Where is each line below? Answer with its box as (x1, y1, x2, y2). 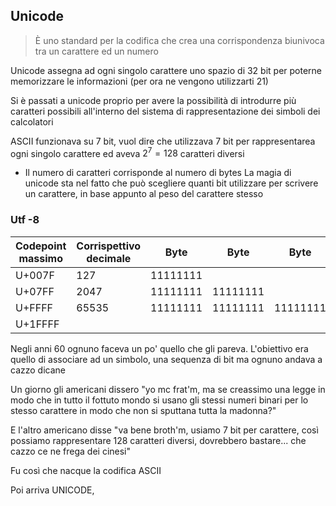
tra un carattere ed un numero (34, 45, 159, 57)
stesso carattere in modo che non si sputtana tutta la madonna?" (10, 404, 277, 416)
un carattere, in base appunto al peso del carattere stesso (24, 188, 264, 200)
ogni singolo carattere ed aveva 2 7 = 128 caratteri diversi (10, 145, 245, 159)
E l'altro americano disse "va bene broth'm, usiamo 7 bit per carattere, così (10, 424, 319, 436)
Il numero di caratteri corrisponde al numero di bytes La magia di (24, 167, 292, 179)
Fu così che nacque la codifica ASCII (10, 464, 162, 476)
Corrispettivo (76, 239, 142, 253)
